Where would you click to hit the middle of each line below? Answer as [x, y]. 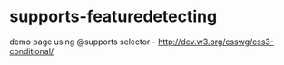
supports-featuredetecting [113, 17]
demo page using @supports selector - [83, 42]
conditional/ [32, 51]
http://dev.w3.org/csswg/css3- [216, 42]
